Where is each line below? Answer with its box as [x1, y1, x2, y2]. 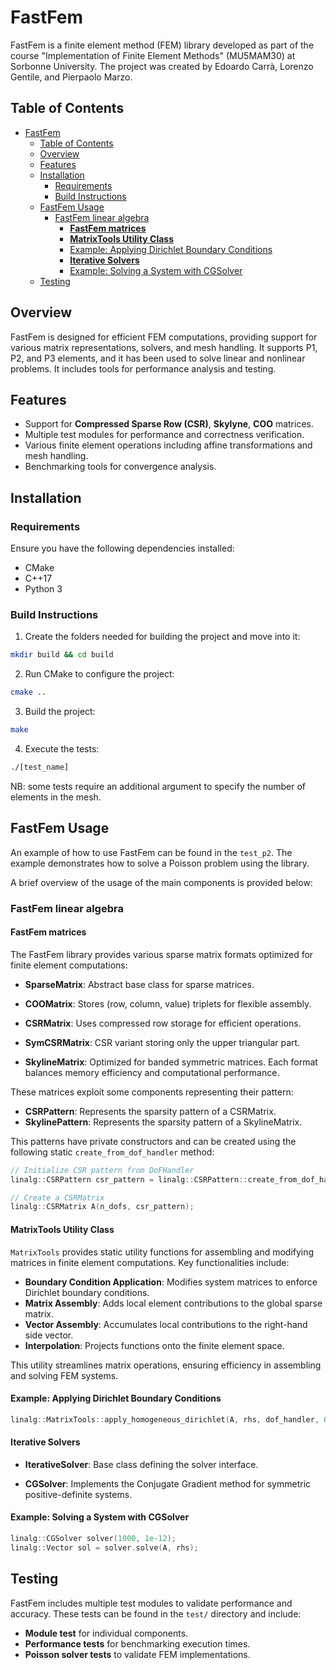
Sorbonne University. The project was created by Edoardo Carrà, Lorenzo [10, 60, 314, 72]
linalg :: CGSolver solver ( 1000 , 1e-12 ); [10, 1533, 177, 1543]
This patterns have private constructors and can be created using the [10, 1135, 297, 1147]
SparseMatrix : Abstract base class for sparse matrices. [24, 978, 255, 990]
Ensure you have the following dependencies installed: [10, 542, 235, 555]
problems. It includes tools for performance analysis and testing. [10, 362, 277, 375]
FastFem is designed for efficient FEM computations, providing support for [10, 331, 318, 343]
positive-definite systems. [24, 1488, 133, 1500]
